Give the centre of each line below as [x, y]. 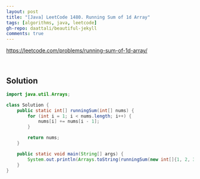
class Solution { [28, 105]
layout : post [22, 12]
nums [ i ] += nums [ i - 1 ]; [69, 122]
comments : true [25, 34]
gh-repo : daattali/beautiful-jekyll [51, 28]
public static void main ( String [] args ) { [70, 154]
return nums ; [44, 138]
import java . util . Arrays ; [38, 94]
